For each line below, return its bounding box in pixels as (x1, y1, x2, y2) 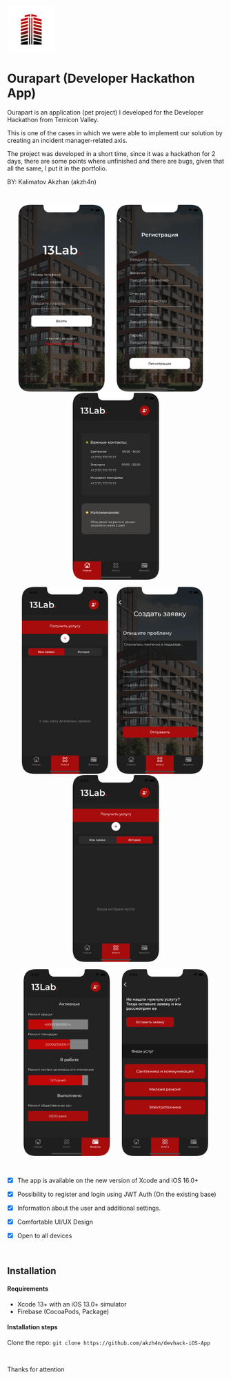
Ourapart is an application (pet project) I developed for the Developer (7, 108, 204, 116)
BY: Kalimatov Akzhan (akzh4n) (7, 177, 97, 186)
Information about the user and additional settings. (17, 1204, 161, 1212)
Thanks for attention (7, 1365, 65, 1373)
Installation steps (7, 1323, 58, 1331)
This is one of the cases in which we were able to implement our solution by (7, 128, 223, 137)
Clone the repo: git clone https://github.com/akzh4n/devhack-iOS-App (7, 1338, 210, 1347)
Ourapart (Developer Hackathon (7, 71, 195, 86)
